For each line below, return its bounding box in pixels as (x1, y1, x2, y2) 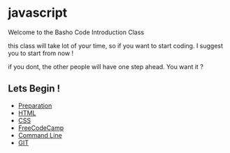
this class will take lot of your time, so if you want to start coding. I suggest (8, 41, 223, 50)
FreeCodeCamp (17, 124, 64, 132)
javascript (8, 5, 68, 21)
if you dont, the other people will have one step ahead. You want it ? (8, 62, 203, 71)
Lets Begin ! (8, 82, 61, 95)
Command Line (17, 131, 62, 139)
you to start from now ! (8, 49, 74, 57)
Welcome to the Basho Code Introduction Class (8, 28, 145, 36)
